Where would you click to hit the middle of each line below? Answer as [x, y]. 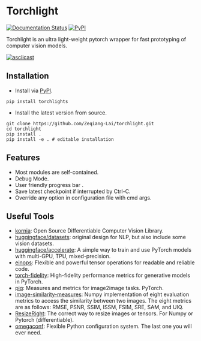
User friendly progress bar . [49, 185]
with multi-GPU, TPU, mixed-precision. [63, 256]
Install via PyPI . [34, 90]
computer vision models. [37, 46]
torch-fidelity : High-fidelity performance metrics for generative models [103, 275]
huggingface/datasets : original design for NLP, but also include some [100, 237]
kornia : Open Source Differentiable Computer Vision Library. [89, 231]
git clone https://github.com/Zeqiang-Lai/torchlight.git [80, 123]
